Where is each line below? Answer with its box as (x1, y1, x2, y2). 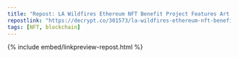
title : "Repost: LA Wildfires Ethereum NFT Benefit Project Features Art (7, 10, 230, 18)
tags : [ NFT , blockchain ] (7, 23, 81, 30)
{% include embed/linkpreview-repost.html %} (7, 43, 144, 52)
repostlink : (7, 17, 42, 24)
